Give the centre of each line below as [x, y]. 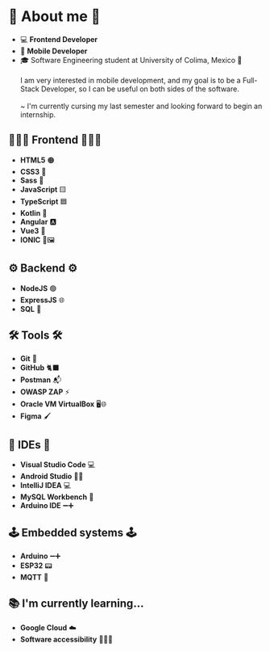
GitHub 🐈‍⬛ [39, 368]
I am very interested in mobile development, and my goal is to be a [130, 80]
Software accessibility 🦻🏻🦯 [66, 639]
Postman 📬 [41, 380]
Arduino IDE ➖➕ [47, 506]
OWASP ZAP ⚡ [45, 392]
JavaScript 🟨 [43, 189]
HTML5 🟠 [37, 160]
